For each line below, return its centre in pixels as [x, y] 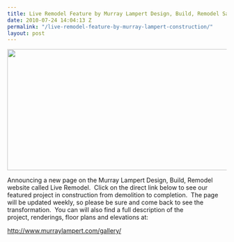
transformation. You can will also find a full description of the [95, 210]
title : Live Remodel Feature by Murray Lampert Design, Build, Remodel [113, 14]
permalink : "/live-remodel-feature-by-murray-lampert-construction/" [110, 27]
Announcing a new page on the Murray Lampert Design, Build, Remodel [110, 180]
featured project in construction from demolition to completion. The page [113, 195]
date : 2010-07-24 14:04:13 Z [49, 20]
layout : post [26, 33]
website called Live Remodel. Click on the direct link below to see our [107, 188]
